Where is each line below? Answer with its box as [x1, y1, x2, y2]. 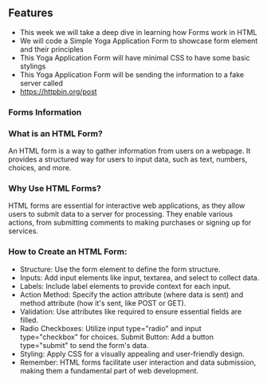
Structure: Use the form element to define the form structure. [19, 264, 221, 274]
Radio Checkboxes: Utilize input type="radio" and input [19, 323, 202, 333]
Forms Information [8, 107, 82, 118]
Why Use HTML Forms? [8, 182, 102, 193]
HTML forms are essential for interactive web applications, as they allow [8, 201, 245, 210]
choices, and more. [8, 163, 72, 173]
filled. [19, 315, 38, 325]
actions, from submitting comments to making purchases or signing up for [8, 218, 252, 228]
